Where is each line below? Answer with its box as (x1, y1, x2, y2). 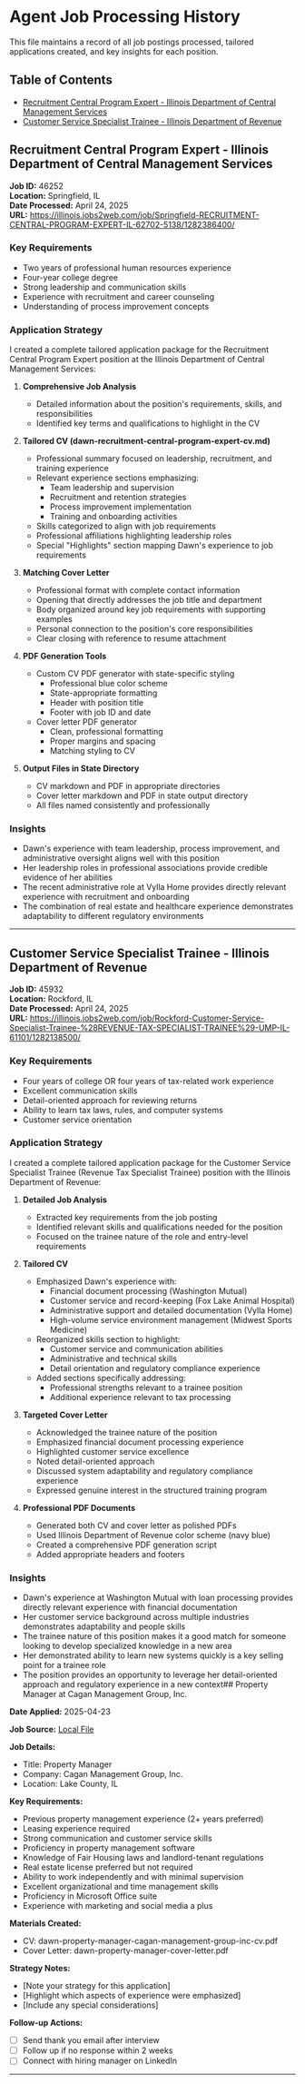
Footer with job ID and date (49, 706, 152, 718)
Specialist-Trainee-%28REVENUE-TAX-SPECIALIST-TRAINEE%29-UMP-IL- (9, 1022, 290, 1033)
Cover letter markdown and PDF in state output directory (35, 790, 249, 801)
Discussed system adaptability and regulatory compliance (35, 1465, 253, 1477)
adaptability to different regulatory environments (22, 911, 204, 922)
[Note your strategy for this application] (22, 1980, 171, 1991)
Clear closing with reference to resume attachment (35, 633, 227, 644)
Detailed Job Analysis (22, 1194, 107, 1205)
